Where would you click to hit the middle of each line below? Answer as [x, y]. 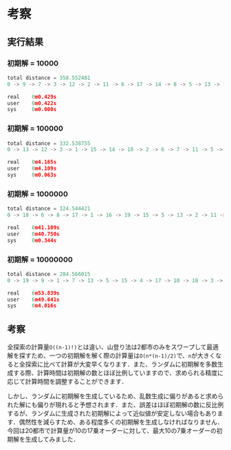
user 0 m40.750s [33, 234]
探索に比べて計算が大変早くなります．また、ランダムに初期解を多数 [121, 364]
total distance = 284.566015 [49, 274]
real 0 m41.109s [33, 227]
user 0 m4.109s [32, 169]
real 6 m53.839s [33, 293]
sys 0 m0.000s [32, 110]
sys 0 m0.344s [32, 240]
